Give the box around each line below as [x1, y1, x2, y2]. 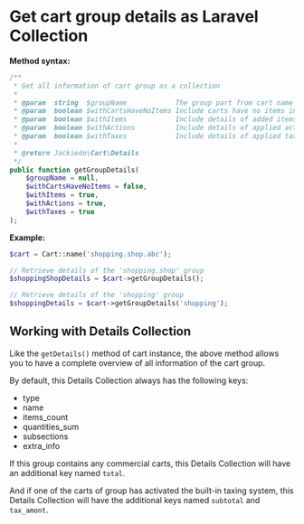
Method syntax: [9, 55, 71, 66]
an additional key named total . [9, 467, 126, 478]
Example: [9, 232, 46, 243]
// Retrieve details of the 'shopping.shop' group [9, 266, 204, 275]
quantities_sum [22, 421, 80, 432]
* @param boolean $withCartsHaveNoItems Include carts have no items [13, 107, 285, 116]
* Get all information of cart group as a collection [13, 81, 221, 90]
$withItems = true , [25, 191, 100, 200]
